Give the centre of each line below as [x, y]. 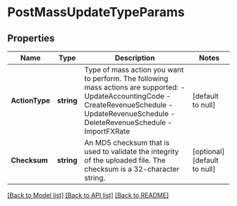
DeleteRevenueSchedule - [128, 122]
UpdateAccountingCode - [128, 96]
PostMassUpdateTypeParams [96, 12]
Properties [31, 38]
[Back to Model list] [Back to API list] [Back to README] [88, 195]
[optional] [208, 152]
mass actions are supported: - [135, 87]
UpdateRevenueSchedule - [130, 114]
